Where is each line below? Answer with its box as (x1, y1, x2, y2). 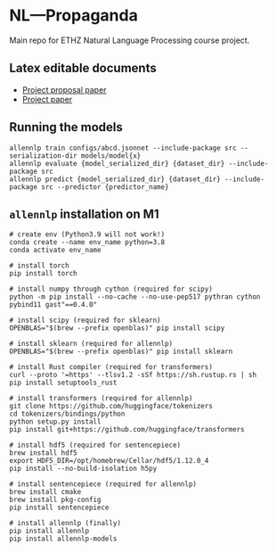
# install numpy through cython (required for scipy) (9, 284, 214, 294)
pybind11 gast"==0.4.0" (9, 301, 98, 309)
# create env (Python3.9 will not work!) (9, 230, 166, 239)
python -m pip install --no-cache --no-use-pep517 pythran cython (9, 292, 261, 301)
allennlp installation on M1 (9, 206, 159, 221)
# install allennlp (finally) (9, 519, 122, 528)
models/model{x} (80, 151, 142, 161)
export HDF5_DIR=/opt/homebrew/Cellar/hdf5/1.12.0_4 (9, 457, 209, 465)
